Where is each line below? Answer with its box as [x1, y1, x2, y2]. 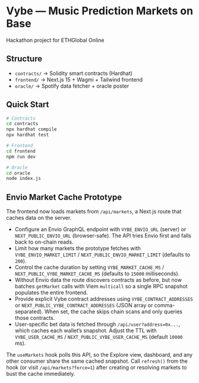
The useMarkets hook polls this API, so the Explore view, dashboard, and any [6, 351, 193, 359]
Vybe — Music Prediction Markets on [6, 4, 194, 18]
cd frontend [6, 148, 36, 154]
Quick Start [6, 99, 49, 110]
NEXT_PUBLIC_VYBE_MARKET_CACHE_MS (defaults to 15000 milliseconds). [14, 270, 180, 278]
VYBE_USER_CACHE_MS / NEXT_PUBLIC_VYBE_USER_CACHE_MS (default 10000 [14, 334, 183, 341]
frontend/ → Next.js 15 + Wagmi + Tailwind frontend [14, 76, 143, 83]
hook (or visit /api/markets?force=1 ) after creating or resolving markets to [6, 364, 187, 371]
